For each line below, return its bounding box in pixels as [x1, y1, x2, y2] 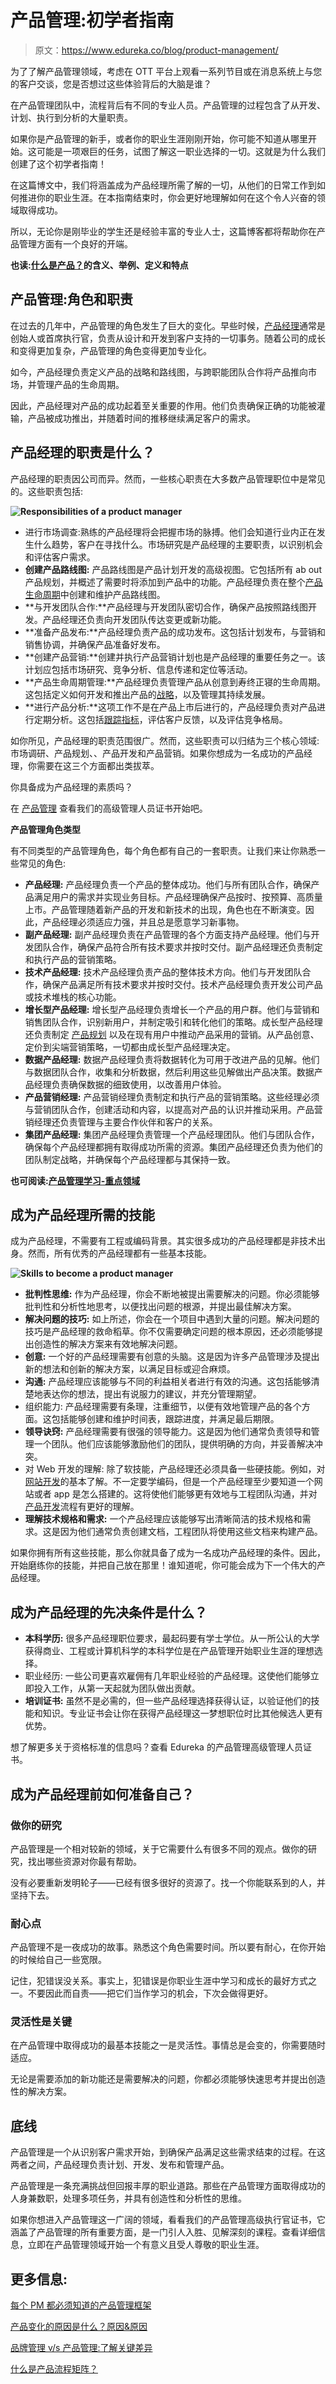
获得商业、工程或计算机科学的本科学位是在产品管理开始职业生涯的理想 [24, 1645, 315, 1657]
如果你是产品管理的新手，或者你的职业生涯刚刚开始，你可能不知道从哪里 [10, 132, 308, 145]
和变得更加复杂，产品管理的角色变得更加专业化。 [10, 344, 212, 356]
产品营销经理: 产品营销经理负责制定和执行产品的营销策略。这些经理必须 [24, 1091, 320, 1103]
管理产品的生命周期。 [36, 378, 125, 390]
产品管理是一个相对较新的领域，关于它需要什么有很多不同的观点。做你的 [10, 1842, 308, 1855]
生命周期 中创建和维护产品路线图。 [24, 588, 166, 600]
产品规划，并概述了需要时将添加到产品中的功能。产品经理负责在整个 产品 [24, 576, 323, 588]
